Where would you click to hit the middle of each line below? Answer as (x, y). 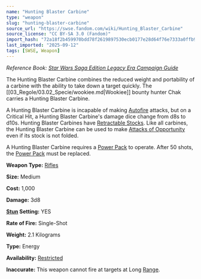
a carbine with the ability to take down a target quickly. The (79, 86)
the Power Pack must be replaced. (48, 153)
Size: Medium (23, 177)
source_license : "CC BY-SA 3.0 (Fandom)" (59, 34)
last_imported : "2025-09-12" (42, 46)
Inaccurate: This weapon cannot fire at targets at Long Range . (83, 269)
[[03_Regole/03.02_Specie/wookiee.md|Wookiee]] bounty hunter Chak (94, 92)
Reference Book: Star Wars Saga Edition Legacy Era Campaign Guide (92, 68)
